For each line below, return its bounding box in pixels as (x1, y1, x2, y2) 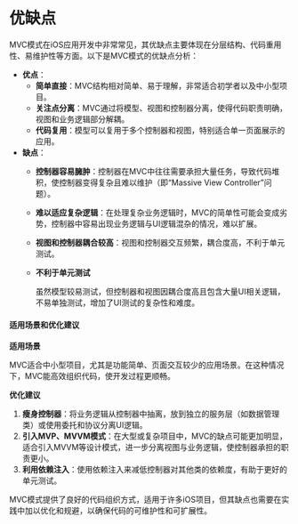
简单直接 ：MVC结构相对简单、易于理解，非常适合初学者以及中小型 (35, 80, 280, 91)
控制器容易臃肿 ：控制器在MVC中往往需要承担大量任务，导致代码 (35, 165, 272, 176)
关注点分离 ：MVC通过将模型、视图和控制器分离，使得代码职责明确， (35, 102, 287, 113)
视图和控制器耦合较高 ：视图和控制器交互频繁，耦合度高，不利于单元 (35, 237, 286, 247)
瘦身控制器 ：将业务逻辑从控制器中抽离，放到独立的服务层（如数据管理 (21, 408, 280, 419)
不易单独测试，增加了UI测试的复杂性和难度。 (35, 297, 200, 308)
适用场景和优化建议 (9, 319, 80, 330)
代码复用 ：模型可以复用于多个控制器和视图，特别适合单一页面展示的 (35, 125, 286, 135)
